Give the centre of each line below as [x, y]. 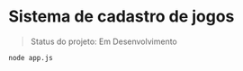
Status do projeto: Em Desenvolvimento [103, 41]
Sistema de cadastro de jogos [121, 17]
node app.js [31, 58]
